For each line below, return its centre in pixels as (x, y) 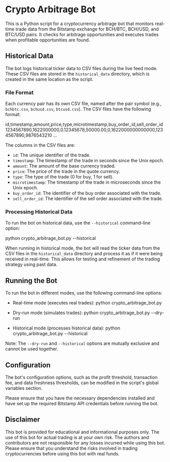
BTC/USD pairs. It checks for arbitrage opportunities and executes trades (82, 34)
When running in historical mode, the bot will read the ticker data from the (83, 248)
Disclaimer (23, 420)
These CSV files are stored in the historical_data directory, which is (77, 74)
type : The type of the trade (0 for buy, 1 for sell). (63, 177)
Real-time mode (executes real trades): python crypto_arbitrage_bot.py (87, 303)
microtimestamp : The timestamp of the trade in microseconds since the (87, 182)
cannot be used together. (32, 349)
